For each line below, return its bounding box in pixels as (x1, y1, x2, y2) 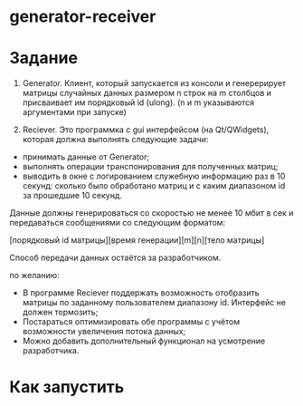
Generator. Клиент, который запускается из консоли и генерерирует (22, 78, 287, 89)
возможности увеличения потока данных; (22, 326, 186, 337)
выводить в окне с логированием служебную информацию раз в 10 (22, 170, 286, 182)
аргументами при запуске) (22, 107, 127, 118)
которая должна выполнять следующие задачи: (22, 134, 209, 145)
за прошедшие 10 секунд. (22, 190, 123, 201)
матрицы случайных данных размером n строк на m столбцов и (22, 88, 272, 99)
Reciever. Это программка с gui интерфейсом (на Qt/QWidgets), (22, 124, 270, 135)
